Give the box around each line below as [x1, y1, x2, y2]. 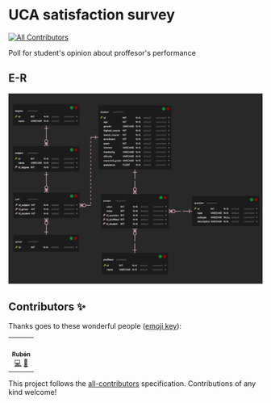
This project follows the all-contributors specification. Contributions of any [8, 379, 256, 388]
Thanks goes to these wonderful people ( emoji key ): [8, 321, 182, 331]
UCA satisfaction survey [8, 6, 176, 24]
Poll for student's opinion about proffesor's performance [8, 48, 196, 57]
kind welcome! [8, 388, 57, 397]
